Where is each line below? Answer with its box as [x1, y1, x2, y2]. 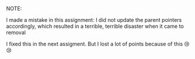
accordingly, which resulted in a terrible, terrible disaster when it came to [6, 23, 184, 29]
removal [6, 29, 26, 36]
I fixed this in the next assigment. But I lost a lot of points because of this [6, 41, 183, 47]
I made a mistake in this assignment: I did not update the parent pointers [6, 17, 182, 23]
